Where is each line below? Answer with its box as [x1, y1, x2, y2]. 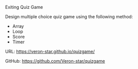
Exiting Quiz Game [5, 4, 43, 10]
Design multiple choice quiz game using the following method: [5, 14, 133, 19]
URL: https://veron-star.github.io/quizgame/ [5, 49, 95, 54]
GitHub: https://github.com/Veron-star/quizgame [5, 58, 106, 64]
